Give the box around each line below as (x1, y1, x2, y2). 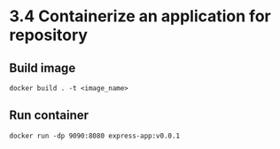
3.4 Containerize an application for (9, 6, 272, 27)
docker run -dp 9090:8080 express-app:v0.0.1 (9, 131, 180, 140)
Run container (9, 108, 89, 123)
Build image (9, 60, 76, 75)
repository (9, 25, 89, 45)
